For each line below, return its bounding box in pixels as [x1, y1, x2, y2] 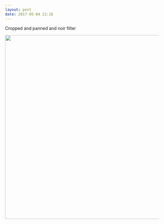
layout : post [5, 7, 32, 12]
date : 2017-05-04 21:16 [5, 12, 54, 17]
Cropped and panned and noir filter [5, 25, 76, 31]
